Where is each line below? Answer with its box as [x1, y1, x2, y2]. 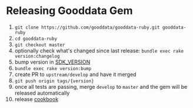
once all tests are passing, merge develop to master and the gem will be [14, 83, 188, 90]
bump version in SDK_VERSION [14, 58, 91, 65]
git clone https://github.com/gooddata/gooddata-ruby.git [14, 25, 160, 30]
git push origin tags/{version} [14, 78, 94, 84]
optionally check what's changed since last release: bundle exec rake [14, 47, 184, 54]
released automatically [14, 89, 70, 96]
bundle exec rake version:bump [14, 65, 92, 71]
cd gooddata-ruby [14, 36, 58, 41]
